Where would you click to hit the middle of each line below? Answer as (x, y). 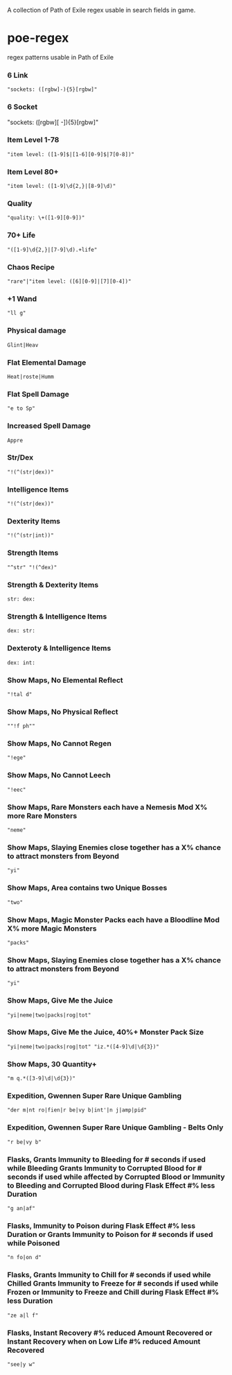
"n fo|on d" (24, 1258)
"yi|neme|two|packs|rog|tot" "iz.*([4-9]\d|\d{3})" (83, 1046)
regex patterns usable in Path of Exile (61, 57)
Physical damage (37, 331)
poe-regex (38, 38)
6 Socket (23, 107)
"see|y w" (21, 1364)
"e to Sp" (21, 408)
